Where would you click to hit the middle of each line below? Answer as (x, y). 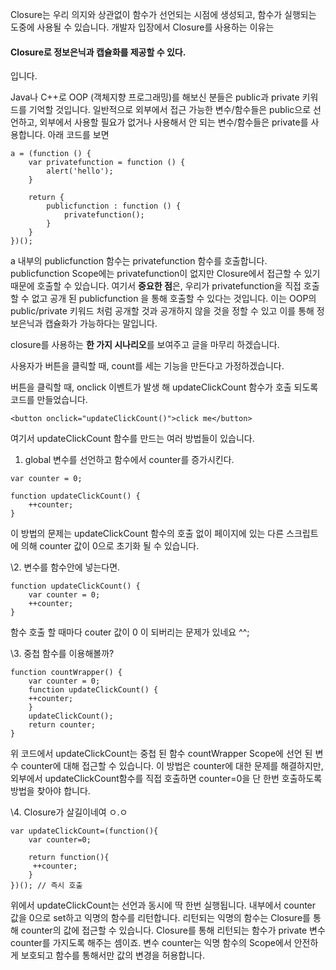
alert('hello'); (80, 171)
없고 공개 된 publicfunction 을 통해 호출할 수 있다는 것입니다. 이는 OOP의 (174, 299)
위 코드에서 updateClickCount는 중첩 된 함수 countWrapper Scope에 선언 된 (161, 754)
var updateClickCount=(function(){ (84, 831)
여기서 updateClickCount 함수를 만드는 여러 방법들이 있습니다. (132, 439)
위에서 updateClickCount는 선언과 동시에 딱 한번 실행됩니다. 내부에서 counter (163, 905)
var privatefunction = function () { (107, 163)
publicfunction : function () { (114, 206)
